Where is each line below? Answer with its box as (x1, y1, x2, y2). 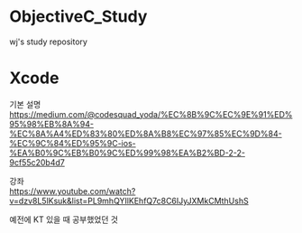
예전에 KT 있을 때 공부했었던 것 (9, 214, 119, 225)
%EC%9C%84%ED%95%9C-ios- (9, 137, 137, 148)
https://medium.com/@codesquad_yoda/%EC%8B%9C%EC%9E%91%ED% (9, 108, 293, 119)
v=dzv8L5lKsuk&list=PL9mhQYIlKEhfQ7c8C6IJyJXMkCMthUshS (9, 195, 250, 206)
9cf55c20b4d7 (9, 156, 65, 168)
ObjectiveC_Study (9, 6, 148, 27)
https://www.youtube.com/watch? (9, 185, 136, 196)
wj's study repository (9, 36, 88, 47)
